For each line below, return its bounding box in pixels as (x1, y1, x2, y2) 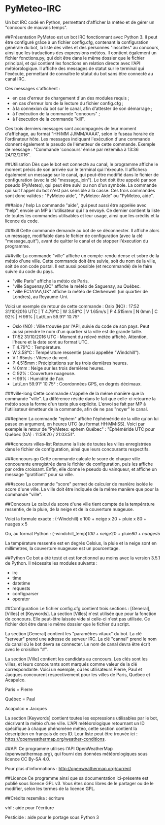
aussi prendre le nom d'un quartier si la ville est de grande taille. (12, 328, 143, 334)
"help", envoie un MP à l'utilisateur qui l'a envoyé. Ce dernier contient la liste (5, 207, 160, 213)
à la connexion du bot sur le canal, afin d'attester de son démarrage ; (12, 105, 153, 111)
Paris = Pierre (5, 686, 33, 692)
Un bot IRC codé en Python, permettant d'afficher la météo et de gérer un (5, 19, 155, 25)
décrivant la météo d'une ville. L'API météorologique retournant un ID (5, 720, 145, 726)
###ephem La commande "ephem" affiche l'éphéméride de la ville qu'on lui (5, 415, 159, 421)
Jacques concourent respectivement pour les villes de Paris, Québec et (5, 671, 150, 678)
